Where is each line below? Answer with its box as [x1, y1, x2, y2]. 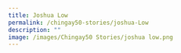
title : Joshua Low [8, 11, 68, 19]
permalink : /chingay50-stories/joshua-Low [8, 19, 149, 26]
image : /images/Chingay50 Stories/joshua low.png [8, 33, 174, 41]
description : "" [8, 26, 61, 34]
